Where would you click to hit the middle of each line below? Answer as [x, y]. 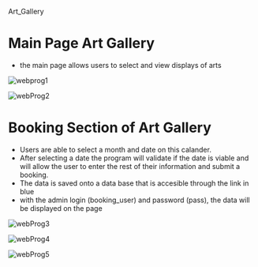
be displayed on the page [61, 208]
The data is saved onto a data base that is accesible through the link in [134, 183]
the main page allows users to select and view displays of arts [121, 65]
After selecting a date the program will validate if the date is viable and [134, 158]
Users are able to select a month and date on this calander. [115, 149]
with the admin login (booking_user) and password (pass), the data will [135, 200]
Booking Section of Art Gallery [110, 128]
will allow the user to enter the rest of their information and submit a [130, 166]
